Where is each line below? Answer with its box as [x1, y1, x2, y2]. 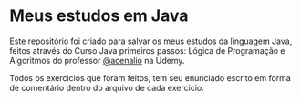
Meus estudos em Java [9, 5, 189, 26]
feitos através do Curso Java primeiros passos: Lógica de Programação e [9, 45, 285, 56]
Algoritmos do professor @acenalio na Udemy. [9, 55, 185, 66]
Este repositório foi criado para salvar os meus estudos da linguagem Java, [9, 36, 293, 46]
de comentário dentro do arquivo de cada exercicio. [9, 82, 204, 93]
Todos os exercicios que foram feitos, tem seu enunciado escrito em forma [9, 72, 292, 83]
